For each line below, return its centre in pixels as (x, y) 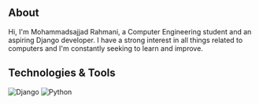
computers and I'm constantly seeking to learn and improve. (105, 48)
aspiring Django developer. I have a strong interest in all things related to (126, 40)
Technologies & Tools (62, 73)
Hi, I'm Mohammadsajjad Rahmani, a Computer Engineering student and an (130, 31)
